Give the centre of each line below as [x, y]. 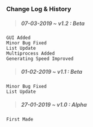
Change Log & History [39, 9]
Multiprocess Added [31, 53]
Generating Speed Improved [40, 59]
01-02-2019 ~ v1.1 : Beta [52, 72]
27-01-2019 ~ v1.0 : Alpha [54, 105]
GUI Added [19, 38]
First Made [20, 119]
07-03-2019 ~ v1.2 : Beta [53, 23]
